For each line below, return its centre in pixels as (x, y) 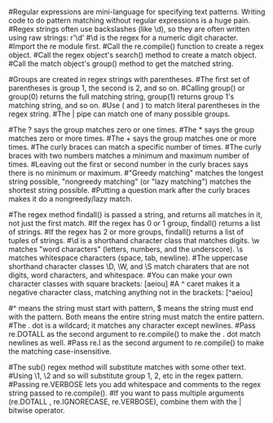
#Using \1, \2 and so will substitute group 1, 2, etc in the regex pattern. (126, 376)
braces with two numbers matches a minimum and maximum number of (129, 155)
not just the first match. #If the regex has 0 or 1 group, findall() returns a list (134, 223)
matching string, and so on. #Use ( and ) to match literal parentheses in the (134, 105)
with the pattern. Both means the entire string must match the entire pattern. (136, 317)
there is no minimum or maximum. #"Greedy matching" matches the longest (136, 173)
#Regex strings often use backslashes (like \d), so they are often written (129, 29)
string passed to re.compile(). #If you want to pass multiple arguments (126, 393)
